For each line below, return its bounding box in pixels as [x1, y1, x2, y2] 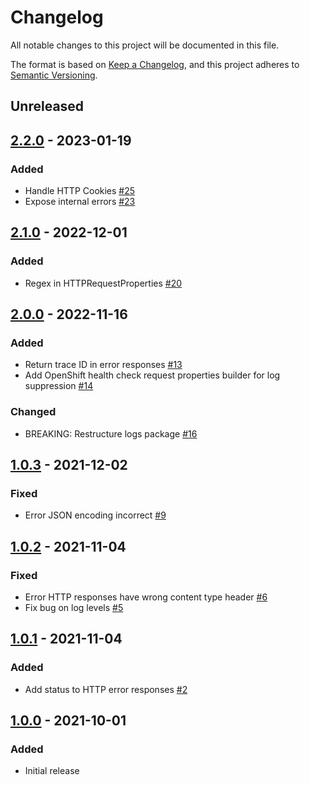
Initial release [24, 765, 80, 777]
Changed [10, 405, 57, 419]
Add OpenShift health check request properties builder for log [24, 369, 281, 381]
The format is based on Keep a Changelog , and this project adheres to [10, 58, 300, 70]
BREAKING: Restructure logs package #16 [24, 427, 198, 440]
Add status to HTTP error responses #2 [24, 683, 188, 695]
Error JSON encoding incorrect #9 [24, 509, 167, 521]
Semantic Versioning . [10, 69, 98, 81]
